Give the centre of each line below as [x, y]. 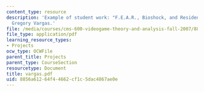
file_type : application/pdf [42, 34]
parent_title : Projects [36, 57]
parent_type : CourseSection [42, 62]
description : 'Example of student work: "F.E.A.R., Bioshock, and [92, 18]
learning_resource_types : [39, 40]
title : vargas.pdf [29, 74]
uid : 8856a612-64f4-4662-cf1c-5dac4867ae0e [62, 79]
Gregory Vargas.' [34, 23]
